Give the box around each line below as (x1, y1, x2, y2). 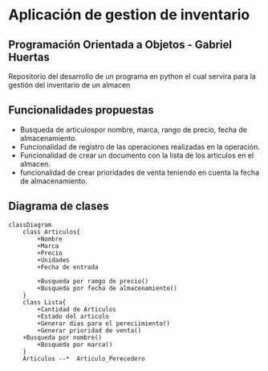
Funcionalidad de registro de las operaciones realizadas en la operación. (19, 142, 261, 151)
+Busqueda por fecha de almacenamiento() (37, 284, 178, 292)
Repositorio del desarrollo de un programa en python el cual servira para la (8, 72, 257, 81)
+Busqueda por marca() (37, 340, 113, 348)
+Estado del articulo (37, 312, 110, 320)
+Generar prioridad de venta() (37, 326, 142, 335)
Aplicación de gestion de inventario (8, 6, 250, 24)
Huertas (8, 50, 50, 64)
